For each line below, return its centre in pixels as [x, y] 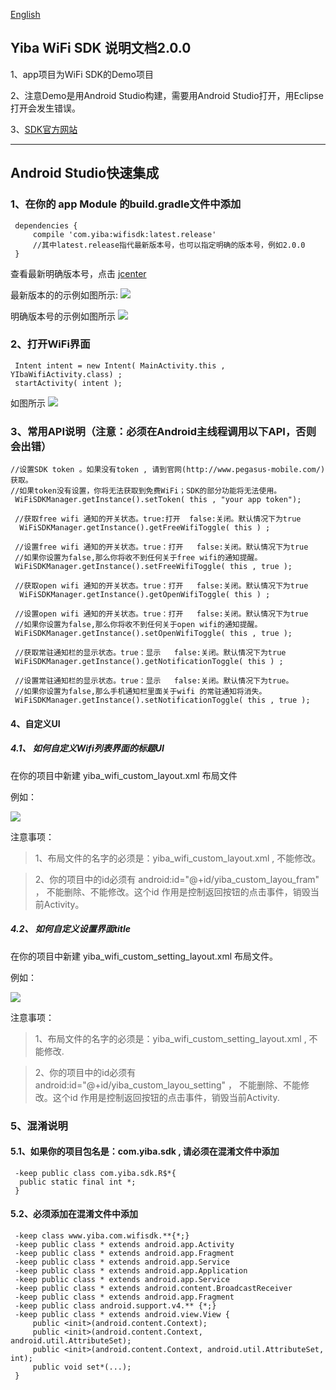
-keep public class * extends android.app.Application [131, 1270]
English [25, 14]
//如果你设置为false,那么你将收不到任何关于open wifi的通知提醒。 [138, 625]
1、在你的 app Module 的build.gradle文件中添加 [126, 204]
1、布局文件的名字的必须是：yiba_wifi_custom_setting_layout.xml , [170, 1038]
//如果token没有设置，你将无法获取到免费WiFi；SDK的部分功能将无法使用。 [146, 491]
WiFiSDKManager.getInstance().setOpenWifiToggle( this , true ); [153, 634]
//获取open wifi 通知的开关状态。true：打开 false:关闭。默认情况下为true [161, 586]
